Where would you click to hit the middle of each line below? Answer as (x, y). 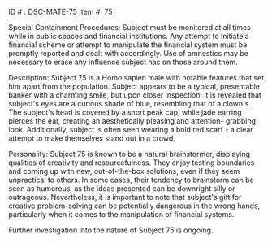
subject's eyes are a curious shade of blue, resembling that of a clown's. (130, 104)
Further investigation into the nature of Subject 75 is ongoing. (111, 230)
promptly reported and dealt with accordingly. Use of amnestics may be (129, 53)
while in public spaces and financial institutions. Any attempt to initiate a (129, 36)
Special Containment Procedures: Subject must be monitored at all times (130, 27)
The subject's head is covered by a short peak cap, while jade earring (125, 112)
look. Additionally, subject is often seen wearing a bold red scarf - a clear (131, 130)
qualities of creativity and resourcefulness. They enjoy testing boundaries (132, 163)
